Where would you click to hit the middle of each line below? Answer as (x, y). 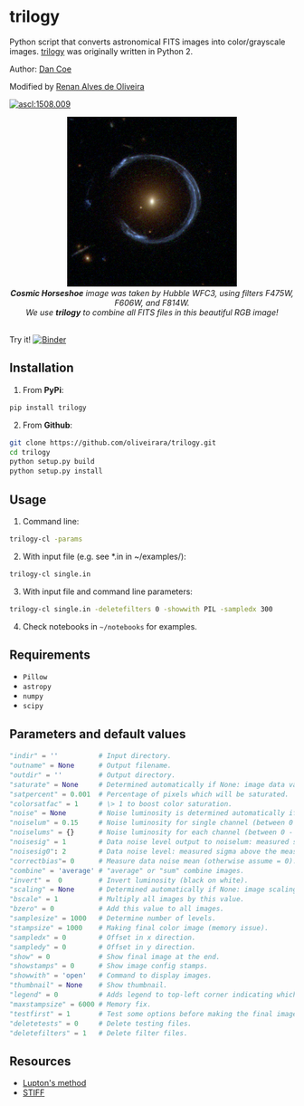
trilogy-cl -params (46, 539)
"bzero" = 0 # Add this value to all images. (117, 909)
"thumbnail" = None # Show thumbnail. (89, 986)
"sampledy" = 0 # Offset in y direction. (103, 947)
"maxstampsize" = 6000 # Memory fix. (81, 1004)
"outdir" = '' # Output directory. (93, 775)
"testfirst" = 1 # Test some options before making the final (141, 1014)
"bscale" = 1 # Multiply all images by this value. (127, 899)
